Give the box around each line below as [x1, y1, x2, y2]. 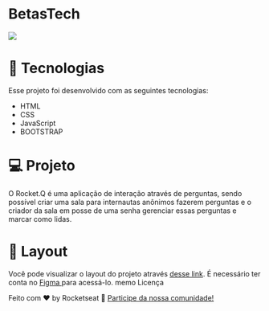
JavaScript [19, 118, 56, 128]
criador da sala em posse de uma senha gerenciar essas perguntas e [8, 206, 237, 215]
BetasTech [8, 5, 80, 23]
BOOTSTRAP [19, 126, 63, 137]
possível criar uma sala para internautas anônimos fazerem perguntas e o [8, 197, 251, 207]
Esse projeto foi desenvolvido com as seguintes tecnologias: [8, 85, 209, 95]
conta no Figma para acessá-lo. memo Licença [8, 277, 165, 287]
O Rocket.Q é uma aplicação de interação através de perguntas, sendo [8, 188, 243, 198]
